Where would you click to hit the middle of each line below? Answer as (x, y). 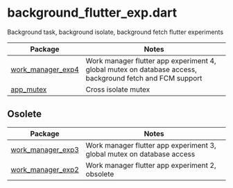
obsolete (100, 173)
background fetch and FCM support (144, 78)
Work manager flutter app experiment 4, (151, 60)
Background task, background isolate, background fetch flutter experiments (115, 32)
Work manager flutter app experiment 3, (151, 145)
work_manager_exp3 (45, 149)
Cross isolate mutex (118, 89)
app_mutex (29, 89)
